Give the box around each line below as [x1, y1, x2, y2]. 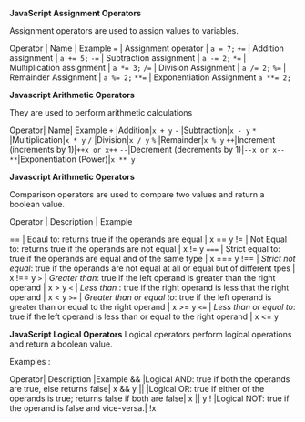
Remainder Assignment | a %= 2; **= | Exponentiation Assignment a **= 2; [9, 72, 291, 83]
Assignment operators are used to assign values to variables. [9, 25, 239, 35]
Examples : [9, 357, 51, 367]
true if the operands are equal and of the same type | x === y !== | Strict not [9, 254, 296, 264]
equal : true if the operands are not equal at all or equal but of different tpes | [9, 263, 296, 274]
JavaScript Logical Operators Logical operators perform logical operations [9, 329, 292, 339]
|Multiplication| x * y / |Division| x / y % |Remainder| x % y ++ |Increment [9, 135, 276, 145]
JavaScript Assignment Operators [9, 8, 141, 18]
